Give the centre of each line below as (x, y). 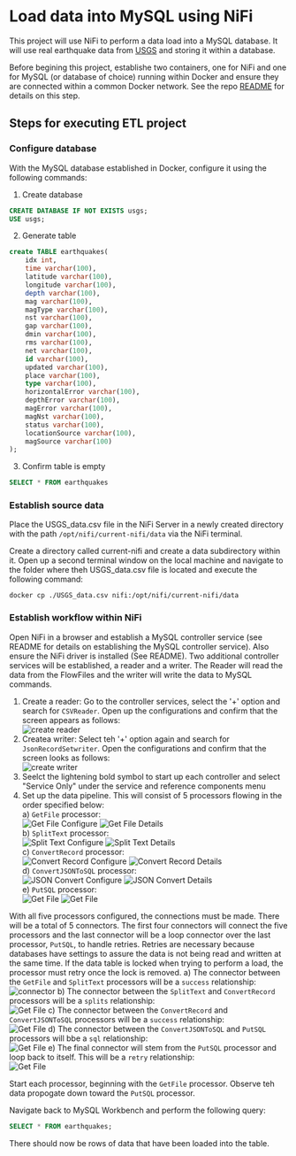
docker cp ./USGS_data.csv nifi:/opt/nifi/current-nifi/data (124, 596)
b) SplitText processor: (65, 833)
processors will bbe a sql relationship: (79, 1038)
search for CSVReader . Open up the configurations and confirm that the (150, 711)
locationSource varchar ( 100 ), (81, 433)
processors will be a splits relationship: (82, 1000)
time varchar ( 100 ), (61, 269)
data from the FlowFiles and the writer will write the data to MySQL (131, 674)
